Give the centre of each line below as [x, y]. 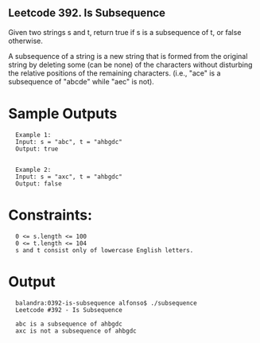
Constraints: [50, 215]
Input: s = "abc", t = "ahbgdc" [69, 142]
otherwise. [26, 41]
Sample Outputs [63, 114]
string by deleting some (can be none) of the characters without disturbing [130, 64]
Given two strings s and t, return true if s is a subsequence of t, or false [125, 32]
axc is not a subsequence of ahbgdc [76, 331]
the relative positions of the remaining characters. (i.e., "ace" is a [114, 73]
